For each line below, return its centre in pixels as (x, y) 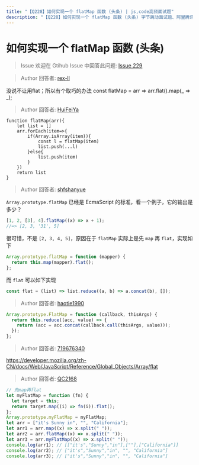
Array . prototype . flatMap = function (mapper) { (66, 257)
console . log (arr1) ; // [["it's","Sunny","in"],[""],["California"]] (92, 445)
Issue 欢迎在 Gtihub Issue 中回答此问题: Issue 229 (81, 66)
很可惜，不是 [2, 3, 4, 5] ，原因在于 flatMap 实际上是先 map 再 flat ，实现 (97, 238)
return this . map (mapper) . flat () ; (53, 263)
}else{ (36, 152)
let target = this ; (36, 401)
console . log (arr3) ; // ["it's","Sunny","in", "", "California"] (87, 456)
